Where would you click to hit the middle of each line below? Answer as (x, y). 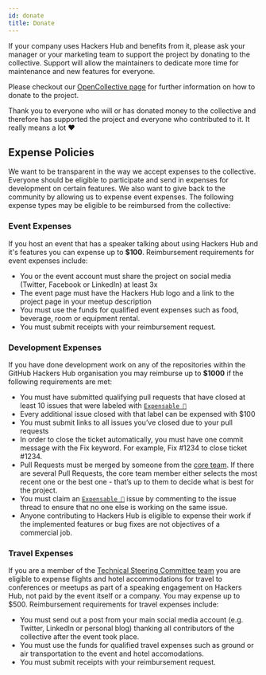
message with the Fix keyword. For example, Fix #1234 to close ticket (133, 448)
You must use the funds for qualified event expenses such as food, (129, 310)
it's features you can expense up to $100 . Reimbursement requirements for (131, 252)
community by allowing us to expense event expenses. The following (121, 197)
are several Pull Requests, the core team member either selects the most (139, 473)
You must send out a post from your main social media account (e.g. (131, 620)
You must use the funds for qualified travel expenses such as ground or (137, 646)
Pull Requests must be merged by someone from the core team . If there (137, 465)
